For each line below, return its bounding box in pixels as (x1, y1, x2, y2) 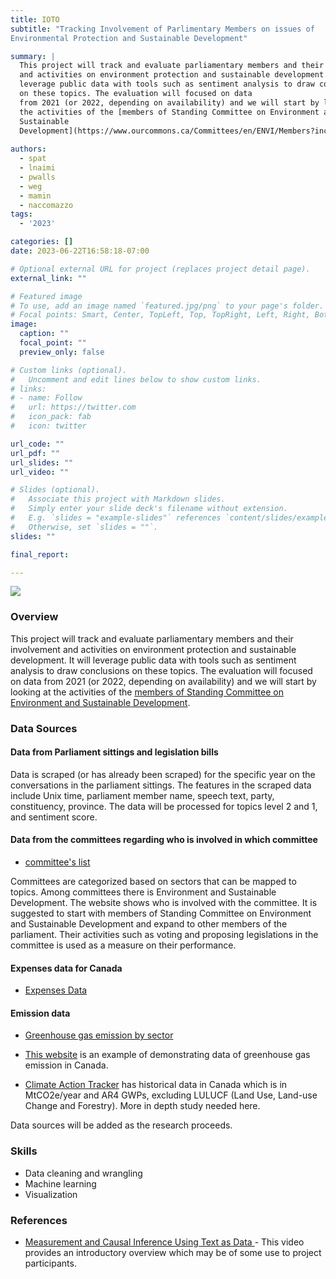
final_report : (10, 549, 70, 560)
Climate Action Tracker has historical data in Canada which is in (24, 1079, 288, 1091)
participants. (24, 1257, 77, 1269)
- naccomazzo (19, 200, 74, 210)
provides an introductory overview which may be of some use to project (24, 1247, 322, 1258)
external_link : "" (10, 273, 87, 283)
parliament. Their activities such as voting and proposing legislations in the (10, 929, 319, 940)
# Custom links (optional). (10, 365, 128, 375)
